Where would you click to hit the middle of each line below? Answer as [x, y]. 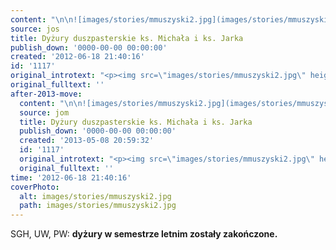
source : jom [44, 112]
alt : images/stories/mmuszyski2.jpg [95, 196]
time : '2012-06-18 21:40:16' [71, 177]
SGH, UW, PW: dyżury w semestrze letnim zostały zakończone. [144, 234]
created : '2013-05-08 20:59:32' [87, 141]
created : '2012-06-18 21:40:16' [77, 57]
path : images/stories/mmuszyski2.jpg [98, 206]
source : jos [35, 29]
